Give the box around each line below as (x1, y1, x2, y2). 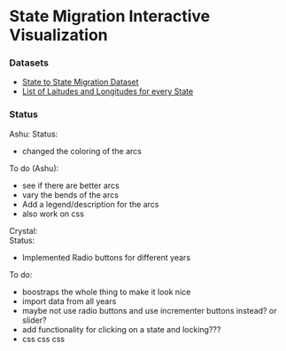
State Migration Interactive (9, 6, 211, 27)
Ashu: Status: (9, 129, 58, 139)
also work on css (21, 208, 84, 219)
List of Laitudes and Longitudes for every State (21, 86, 194, 97)
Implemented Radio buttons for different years (21, 252, 191, 262)
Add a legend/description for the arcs (21, 199, 159, 209)
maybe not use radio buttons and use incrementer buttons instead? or (21, 305, 277, 316)
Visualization (9, 25, 108, 45)
